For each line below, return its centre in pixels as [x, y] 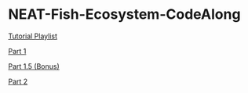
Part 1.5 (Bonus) [34, 66]
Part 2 [18, 81]
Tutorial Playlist [33, 36]
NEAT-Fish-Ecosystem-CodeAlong [124, 14]
